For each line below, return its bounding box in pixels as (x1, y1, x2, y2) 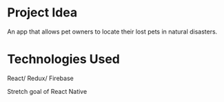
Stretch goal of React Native (7, 87, 88, 95)
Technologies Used (7, 51, 121, 67)
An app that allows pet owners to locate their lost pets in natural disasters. (7, 27, 218, 36)
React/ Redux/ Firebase (7, 74, 74, 82)
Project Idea (7, 5, 78, 21)
